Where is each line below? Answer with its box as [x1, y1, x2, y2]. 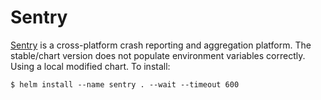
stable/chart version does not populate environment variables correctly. [10, 49, 306, 61]
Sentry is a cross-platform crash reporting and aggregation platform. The [10, 39, 312, 51]
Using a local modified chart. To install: [10, 60, 171, 72]
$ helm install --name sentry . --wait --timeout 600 [10, 79, 240, 90]
